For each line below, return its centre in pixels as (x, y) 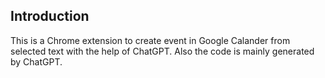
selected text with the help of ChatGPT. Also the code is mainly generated (162, 51)
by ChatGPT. (36, 61)
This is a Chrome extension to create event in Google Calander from (150, 40)
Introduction (50, 16)
